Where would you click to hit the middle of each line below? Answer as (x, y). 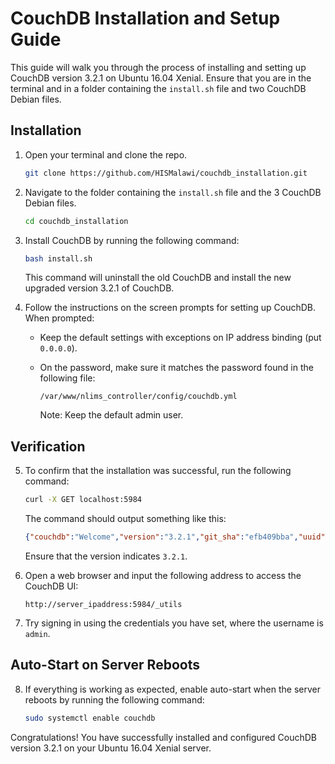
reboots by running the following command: (114, 699)
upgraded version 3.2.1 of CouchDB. (99, 288)
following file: (67, 378)
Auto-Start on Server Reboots (105, 665)
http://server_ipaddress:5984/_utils (103, 604)
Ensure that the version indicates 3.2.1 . (106, 556)
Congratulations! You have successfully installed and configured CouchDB (164, 737)
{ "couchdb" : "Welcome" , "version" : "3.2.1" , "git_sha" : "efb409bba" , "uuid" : (177, 537)
